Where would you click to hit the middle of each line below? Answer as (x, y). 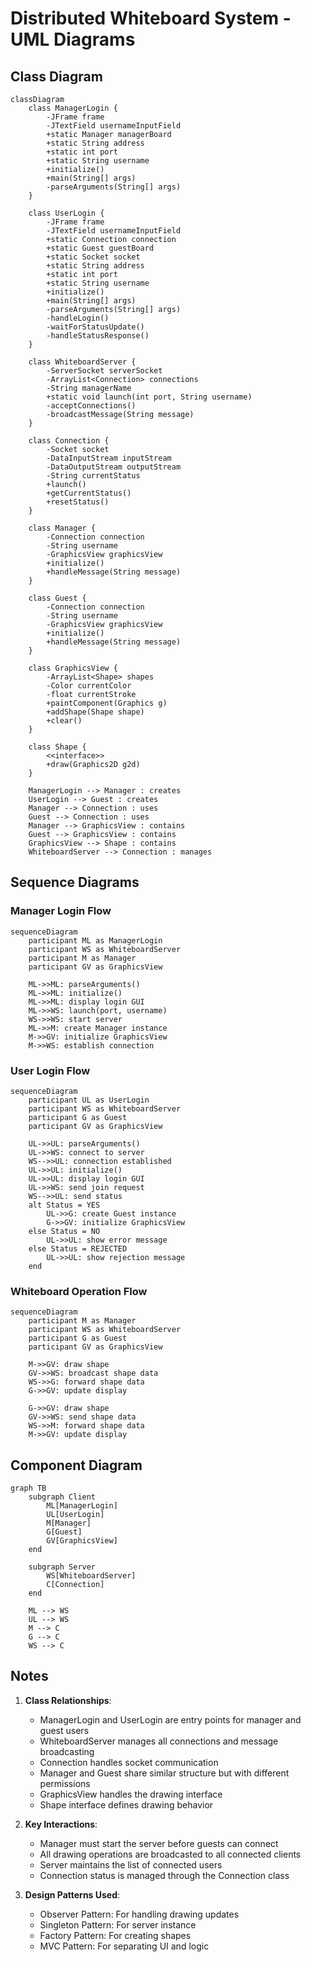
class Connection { (69, 441)
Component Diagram (76, 1465)
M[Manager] (69, 1523)
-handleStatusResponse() (98, 336)
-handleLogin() (78, 318)
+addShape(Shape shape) (95, 712)
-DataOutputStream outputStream (114, 467)
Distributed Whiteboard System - (151, 18)
